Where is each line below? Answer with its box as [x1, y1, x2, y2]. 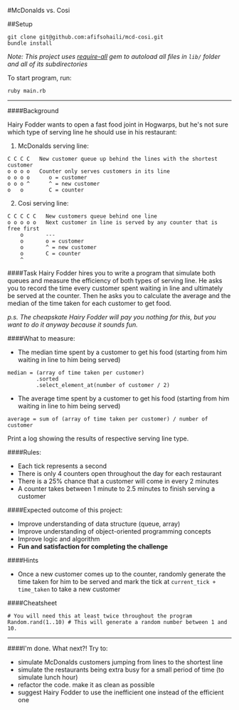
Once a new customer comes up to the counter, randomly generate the [17, 570, 226, 578]
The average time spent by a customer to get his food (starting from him [17, 394, 230, 403]
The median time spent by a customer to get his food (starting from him [17, 348, 228, 356]
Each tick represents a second [17, 462, 107, 470]
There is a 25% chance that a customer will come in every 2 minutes [17, 477, 219, 485]
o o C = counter [7, 186, 84, 194]
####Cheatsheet [7, 599, 58, 607]
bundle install [7, 40, 53, 47]
